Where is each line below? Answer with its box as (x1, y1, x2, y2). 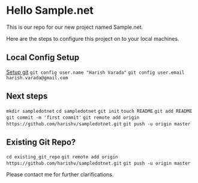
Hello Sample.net (6, 4, 94, 17)
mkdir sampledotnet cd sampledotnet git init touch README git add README (6, 108, 193, 114)
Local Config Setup (6, 52, 80, 63)
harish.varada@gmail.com (6, 74, 68, 81)
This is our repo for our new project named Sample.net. (6, 23, 143, 31)
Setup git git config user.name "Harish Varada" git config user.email (6, 68, 185, 76)
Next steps (6, 91, 48, 101)
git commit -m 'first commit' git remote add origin (6, 115, 140, 121)
